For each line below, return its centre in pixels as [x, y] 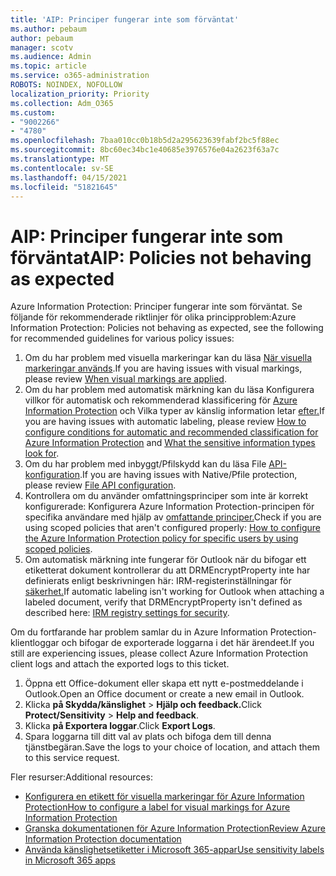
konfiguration [52, 475]
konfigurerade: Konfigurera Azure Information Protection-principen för [169, 507]
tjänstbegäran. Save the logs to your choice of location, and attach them [172, 747]
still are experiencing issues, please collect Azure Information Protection [159, 653]
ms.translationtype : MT [60, 159]
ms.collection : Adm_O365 [62, 103]
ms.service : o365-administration [80, 76]
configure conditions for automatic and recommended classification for [171, 432]
